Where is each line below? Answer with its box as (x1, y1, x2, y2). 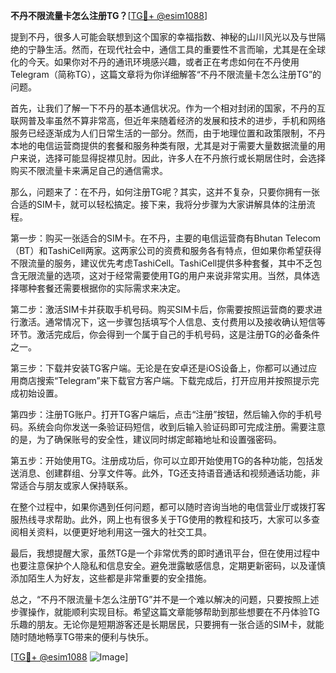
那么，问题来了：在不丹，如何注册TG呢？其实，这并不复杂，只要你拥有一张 (10, 186, 321, 198)
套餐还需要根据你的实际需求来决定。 (36, 282, 186, 294)
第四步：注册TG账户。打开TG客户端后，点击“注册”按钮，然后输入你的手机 (10, 409, 314, 420)
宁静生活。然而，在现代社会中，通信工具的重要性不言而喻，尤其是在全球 (27, 44, 326, 55)
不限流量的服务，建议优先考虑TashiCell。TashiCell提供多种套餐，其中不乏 (10, 257, 314, 269)
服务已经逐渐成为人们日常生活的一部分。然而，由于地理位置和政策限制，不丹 (10, 127, 326, 139)
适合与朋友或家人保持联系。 (18, 480, 133, 491)
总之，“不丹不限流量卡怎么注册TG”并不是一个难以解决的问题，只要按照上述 (10, 594, 320, 605)
